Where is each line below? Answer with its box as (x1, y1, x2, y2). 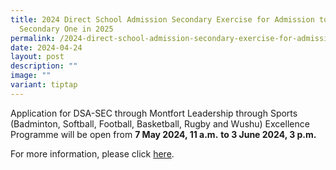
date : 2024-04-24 (10, 42, 83, 53)
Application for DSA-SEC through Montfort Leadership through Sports (10, 107, 298, 119)
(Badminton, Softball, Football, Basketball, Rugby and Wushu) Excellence (10, 117, 310, 130)
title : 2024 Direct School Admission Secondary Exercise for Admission (10, 14, 315, 25)
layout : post (10, 52, 65, 62)
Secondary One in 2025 (19, 24, 114, 34)
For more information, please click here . (10, 147, 175, 160)
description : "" (10, 61, 78, 71)
